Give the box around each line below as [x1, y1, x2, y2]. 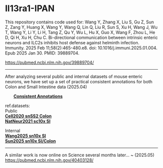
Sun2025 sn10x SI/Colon [5, 138, 56, 144]
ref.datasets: [5, 103, 30, 109]
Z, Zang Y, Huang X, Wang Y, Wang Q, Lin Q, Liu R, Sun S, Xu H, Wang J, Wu [5, 24, 158, 30]
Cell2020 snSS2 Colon [5, 113, 52, 119]
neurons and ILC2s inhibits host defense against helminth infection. [5, 39, 140, 45]
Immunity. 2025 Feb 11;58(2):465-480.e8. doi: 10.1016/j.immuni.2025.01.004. [5, 45, 158, 51]
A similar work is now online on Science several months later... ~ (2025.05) [5, 152, 155, 158]
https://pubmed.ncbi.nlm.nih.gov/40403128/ [5, 157, 94, 163]
